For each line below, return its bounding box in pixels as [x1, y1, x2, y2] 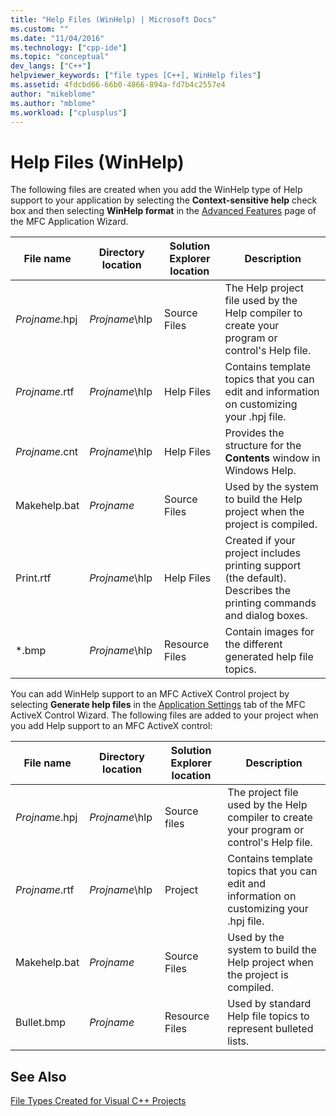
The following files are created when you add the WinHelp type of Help [10, 184, 303, 196]
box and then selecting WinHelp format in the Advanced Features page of [10, 205, 317, 217]
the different [224, 637, 283, 651]
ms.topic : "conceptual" [10, 52, 110, 62]
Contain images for [224, 625, 315, 639]
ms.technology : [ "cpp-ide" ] [10, 42, 128, 53]
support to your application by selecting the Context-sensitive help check [10, 194, 318, 206]
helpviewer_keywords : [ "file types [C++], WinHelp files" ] [10, 71, 262, 81]
